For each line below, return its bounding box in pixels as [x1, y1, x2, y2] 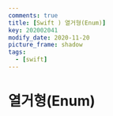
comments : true [8, 11, 58, 20]
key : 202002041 [8, 26, 58, 34]
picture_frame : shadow [8, 41, 83, 49]
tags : [8, 48, 26, 56]
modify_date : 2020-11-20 [8, 33, 90, 42]
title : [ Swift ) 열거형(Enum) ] [8, 19, 107, 27]
